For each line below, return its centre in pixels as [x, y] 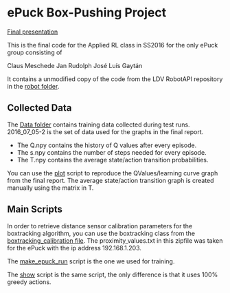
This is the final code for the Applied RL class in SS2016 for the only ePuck [113, 45]
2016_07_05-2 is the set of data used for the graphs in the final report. [105, 131]
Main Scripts [35, 209]
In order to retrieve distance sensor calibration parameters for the [100, 226]
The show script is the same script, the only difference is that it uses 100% [113, 274]
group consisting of [35, 52]
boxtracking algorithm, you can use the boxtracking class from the [101, 233]
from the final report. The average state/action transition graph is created [111, 180]
